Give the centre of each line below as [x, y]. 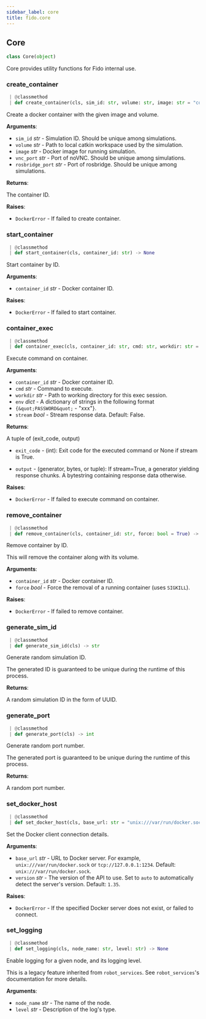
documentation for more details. [47, 979]
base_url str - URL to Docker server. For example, [78, 858]
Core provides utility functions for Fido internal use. [71, 69]
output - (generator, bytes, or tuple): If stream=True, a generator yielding [107, 469]
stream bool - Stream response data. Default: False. [80, 415]
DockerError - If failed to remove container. [69, 611]
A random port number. [36, 788]
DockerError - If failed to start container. [66, 312]
